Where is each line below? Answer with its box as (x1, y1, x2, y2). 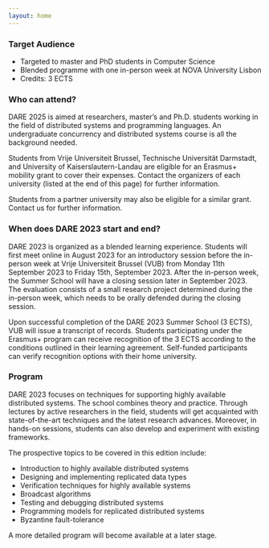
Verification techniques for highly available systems (19, 480, 191, 490)
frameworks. (8, 432, 51, 442)
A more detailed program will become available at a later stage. (8, 530, 218, 540)
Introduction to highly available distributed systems (19, 464, 190, 473)
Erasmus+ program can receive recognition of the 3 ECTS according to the (8, 334, 256, 344)
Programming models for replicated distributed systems (19, 506, 205, 516)
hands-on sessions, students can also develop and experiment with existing (8, 423, 259, 433)
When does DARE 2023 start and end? (8, 223, 161, 234)
